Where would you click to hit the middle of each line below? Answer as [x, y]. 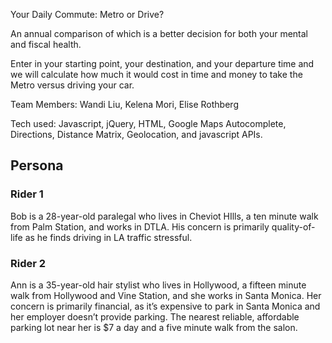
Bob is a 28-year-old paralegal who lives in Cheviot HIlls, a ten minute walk [164, 216]
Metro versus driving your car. [72, 85]
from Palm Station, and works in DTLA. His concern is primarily [140, 226]
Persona [37, 165]
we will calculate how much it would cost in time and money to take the [156, 74]
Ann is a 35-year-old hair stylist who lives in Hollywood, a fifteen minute [158, 285]
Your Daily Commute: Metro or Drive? [87, 14]
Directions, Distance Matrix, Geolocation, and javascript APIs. [136, 134]
